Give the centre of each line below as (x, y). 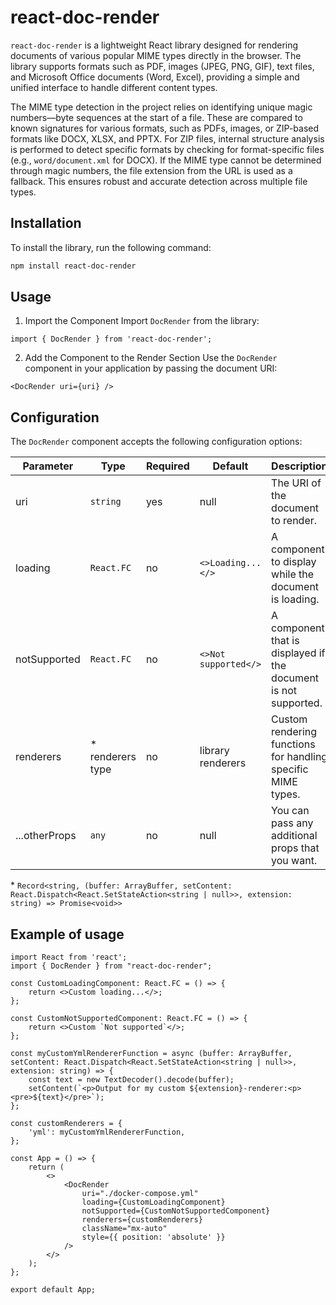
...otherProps (46, 836)
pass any (292, 823)
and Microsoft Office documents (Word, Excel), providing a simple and (155, 77)
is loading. (295, 599)
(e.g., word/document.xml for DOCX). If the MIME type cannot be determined (166, 160)
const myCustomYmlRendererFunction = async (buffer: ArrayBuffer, (151, 1054)
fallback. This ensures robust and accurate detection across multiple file (159, 181)
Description (299, 466)
